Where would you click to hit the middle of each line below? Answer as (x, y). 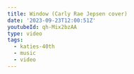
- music (25, 54)
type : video (25, 33)
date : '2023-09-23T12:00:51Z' (52, 20)
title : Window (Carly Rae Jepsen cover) (68, 14)
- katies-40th (34, 47)
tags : (15, 40)
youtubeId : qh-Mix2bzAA (42, 27)
